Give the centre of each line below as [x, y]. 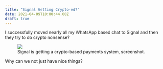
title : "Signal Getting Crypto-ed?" [42, 9]
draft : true [17, 18]
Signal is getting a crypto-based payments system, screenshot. [81, 52]
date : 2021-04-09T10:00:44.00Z [37, 14]
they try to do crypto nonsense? [37, 37]
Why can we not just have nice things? [44, 61]
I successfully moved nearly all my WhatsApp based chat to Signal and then [81, 33]
